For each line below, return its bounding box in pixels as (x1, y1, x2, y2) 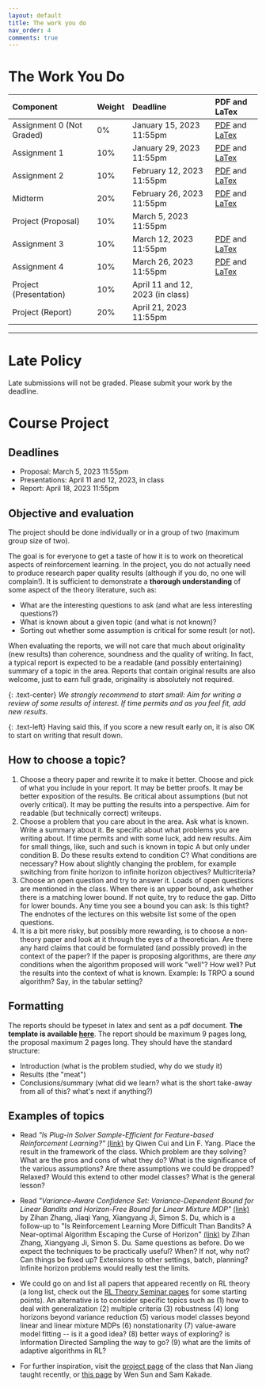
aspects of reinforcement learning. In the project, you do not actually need (8, 559, 251, 569)
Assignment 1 (12, 147, 64, 158)
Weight (97, 101, 125, 112)
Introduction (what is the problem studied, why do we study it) (19, 1061, 223, 1070)
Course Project (8, 414, 109, 432)
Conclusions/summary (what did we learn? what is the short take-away (19, 1078, 253, 1088)
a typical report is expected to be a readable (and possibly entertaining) (8, 657, 242, 667)
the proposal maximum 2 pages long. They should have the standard (8, 1037, 233, 1046)
